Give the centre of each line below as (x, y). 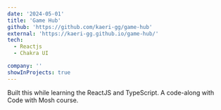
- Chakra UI (31, 54)
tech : (15, 40)
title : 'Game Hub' (34, 20)
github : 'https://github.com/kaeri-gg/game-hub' (80, 27)
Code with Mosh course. (43, 100)
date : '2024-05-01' (36, 14)
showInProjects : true (39, 72)
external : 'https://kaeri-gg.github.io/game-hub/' (83, 33)
